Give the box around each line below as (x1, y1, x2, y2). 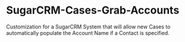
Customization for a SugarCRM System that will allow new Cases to (6, 23, 171, 30)
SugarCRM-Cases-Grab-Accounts (6, 4, 180, 17)
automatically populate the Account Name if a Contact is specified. (6, 29, 170, 36)
